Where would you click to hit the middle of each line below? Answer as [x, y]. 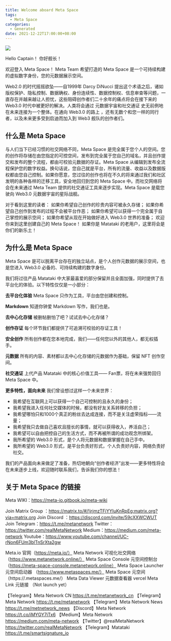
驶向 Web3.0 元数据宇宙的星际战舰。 [44, 194]
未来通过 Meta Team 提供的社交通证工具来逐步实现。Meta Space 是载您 [89, 187]
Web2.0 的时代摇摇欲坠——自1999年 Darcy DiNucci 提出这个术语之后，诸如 [84, 86]
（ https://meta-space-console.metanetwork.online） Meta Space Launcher [84, 566]
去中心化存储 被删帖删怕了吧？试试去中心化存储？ [57, 317]
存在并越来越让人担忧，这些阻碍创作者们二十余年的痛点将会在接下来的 [83, 99]
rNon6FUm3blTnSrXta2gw [33, 542]
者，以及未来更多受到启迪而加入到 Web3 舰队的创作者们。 [66, 118]
